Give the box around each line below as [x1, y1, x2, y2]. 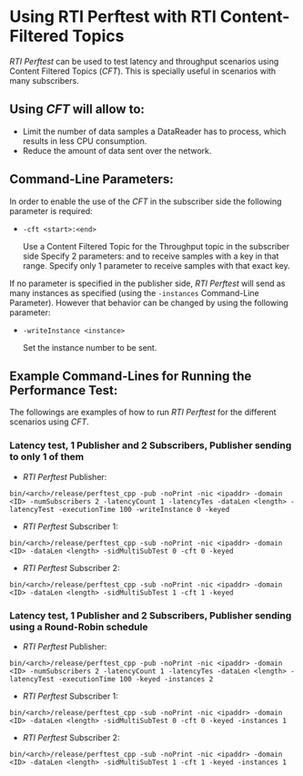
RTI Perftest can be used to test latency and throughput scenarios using [9, 56, 279, 66]
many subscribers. [9, 75, 79, 86]
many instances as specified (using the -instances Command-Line [9, 287, 259, 298]
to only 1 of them [9, 451, 85, 464]
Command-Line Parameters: [9, 171, 175, 188]
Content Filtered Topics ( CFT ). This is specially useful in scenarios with [9, 66, 277, 77]
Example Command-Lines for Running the [9, 368, 252, 383]
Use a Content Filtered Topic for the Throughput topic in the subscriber [22, 240, 289, 251]
